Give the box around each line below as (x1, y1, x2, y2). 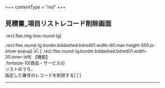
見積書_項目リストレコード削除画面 (5, 20, 111, 28)
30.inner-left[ (5, 54, 32, 60)
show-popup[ (5, 48, 33, 54)
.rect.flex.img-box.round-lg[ (5, 33, 62, 39)
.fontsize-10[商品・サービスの (5, 60, 65, 66)
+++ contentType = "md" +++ (5, 4, 66, 10)
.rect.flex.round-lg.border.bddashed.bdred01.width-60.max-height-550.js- (5, 42, 156, 48)
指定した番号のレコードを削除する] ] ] (5, 72, 82, 78)
